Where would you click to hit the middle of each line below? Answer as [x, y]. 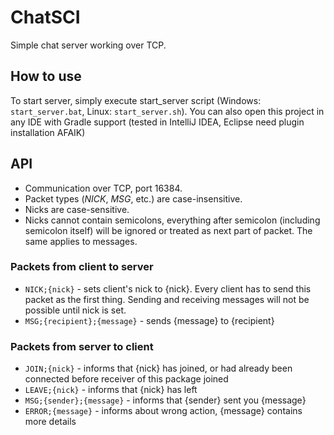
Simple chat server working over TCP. [88, 45]
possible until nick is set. [75, 310]
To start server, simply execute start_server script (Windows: [136, 100]
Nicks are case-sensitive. [77, 209]
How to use [46, 76]
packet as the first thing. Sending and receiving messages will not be [167, 299]
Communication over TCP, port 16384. [103, 188]
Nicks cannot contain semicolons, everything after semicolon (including [172, 220]
